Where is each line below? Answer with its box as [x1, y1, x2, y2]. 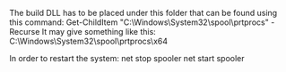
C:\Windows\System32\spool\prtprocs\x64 [9, 36, 169, 46]
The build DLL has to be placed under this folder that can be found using [9, 8, 278, 18]
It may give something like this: [41, 27, 157, 36]
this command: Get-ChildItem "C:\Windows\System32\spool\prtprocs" [9, 17, 269, 28]
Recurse [9, 27, 40, 36]
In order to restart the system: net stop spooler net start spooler [9, 53, 245, 63]
